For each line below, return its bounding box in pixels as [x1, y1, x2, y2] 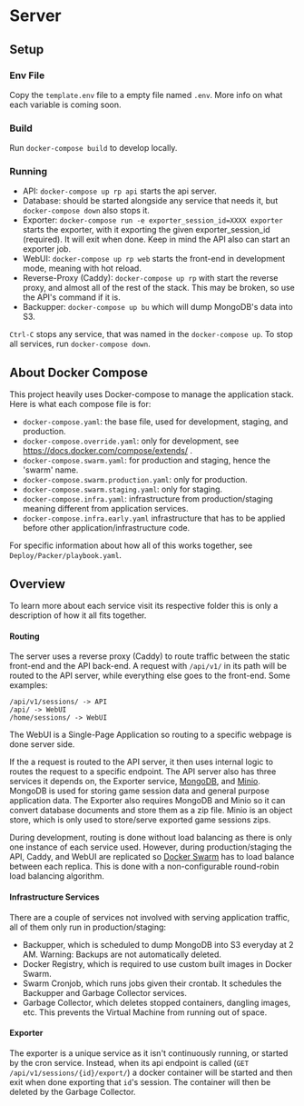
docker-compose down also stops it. [22, 205, 150, 216]
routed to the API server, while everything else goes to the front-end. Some [9, 670, 290, 682]
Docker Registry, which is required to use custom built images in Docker [22, 958, 292, 969]
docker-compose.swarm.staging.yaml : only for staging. [22, 483, 223, 495]
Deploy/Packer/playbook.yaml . [9, 550, 123, 561]
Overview [9, 576, 66, 592]
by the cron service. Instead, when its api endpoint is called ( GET [9, 1057, 250, 1068]
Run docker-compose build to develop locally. [9, 143, 178, 154]
